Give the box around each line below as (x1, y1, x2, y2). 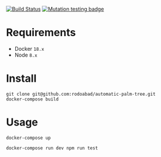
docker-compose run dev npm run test (6, 145, 98, 151)
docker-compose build (6, 96, 59, 102)
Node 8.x (14, 51, 37, 58)
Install (6, 72, 37, 85)
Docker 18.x (14, 45, 44, 52)
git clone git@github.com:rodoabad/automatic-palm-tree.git (6, 91, 156, 97)
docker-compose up (6, 135, 51, 141)
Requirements (6, 26, 76, 39)
